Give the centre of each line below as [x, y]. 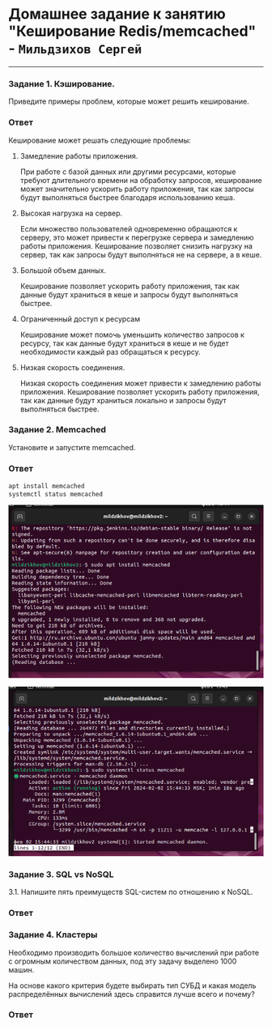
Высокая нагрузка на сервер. [71, 213]
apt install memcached [47, 487]
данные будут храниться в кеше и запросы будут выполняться [129, 294]
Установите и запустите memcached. [72, 447]
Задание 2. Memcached [57, 430]
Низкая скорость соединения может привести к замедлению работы [140, 383]
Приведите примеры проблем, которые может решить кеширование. [129, 101]
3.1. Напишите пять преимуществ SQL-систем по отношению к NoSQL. [131, 892]
